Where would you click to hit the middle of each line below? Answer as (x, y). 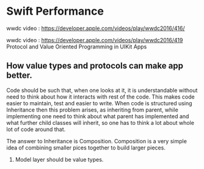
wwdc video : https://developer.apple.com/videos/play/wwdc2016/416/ (96, 28)
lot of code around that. (36, 129)
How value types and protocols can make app (95, 66)
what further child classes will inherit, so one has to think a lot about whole (100, 122)
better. (19, 76)
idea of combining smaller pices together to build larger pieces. (86, 148)
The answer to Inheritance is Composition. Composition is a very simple (97, 141)
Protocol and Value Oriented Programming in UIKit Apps (77, 47)
